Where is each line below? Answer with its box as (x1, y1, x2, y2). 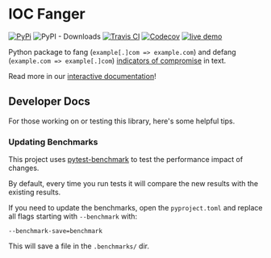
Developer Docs (8, 94, 91, 109)
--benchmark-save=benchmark (8, 227, 103, 235)
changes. (8, 163, 40, 173)
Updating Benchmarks (8, 136, 98, 148)
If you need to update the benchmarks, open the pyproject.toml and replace (8, 203, 263, 213)
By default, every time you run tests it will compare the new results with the (8, 179, 259, 189)
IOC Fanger (8, 5, 86, 23)
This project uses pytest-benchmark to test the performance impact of (8, 155, 244, 164)
